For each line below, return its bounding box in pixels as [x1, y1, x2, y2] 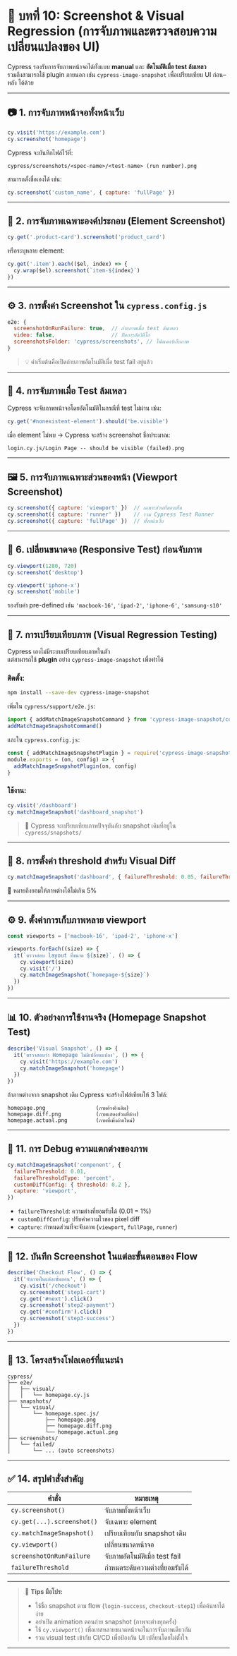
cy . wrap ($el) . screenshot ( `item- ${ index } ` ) [13, 267, 140, 274]
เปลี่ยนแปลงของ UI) [7, 39, 100, 55]
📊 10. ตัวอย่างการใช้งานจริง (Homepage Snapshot [7, 1012, 207, 1024]
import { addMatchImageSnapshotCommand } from [7, 716, 147, 723]
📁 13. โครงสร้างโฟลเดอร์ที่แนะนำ [7, 1354, 123, 1366]
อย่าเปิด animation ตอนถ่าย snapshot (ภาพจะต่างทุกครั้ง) [35, 1617, 177, 1626]
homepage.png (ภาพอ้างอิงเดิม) [7, 1105, 129, 1112]
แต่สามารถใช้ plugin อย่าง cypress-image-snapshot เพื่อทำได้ [7, 655, 164, 664]
